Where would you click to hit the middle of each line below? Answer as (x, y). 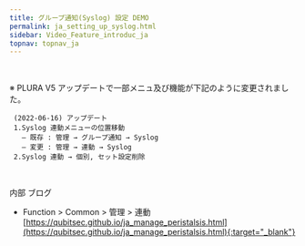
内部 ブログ (30, 193)
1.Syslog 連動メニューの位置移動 (69, 128)
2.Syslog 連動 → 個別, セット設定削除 (79, 157)
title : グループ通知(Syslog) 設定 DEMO (79, 18)
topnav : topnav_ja (44, 43)
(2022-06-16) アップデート (60, 118)
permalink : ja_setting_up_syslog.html (83, 26)
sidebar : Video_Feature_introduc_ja (79, 35)
